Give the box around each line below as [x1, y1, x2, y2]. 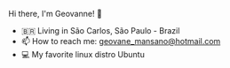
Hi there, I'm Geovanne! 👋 [8, 9, 103, 19]
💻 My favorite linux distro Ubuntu [20, 49, 146, 59]
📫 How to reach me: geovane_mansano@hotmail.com [20, 36, 221, 46]
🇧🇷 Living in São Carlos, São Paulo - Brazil [20, 26, 180, 35]
